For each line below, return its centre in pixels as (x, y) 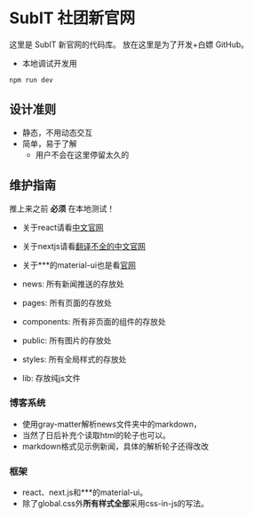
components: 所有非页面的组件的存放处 (94, 321)
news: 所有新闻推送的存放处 (73, 284)
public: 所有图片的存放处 (67, 340)
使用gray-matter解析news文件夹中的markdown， (112, 424)
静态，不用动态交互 (57, 132)
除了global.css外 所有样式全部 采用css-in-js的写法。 (115, 504)
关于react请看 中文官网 (63, 227)
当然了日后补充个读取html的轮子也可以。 (96, 435)
